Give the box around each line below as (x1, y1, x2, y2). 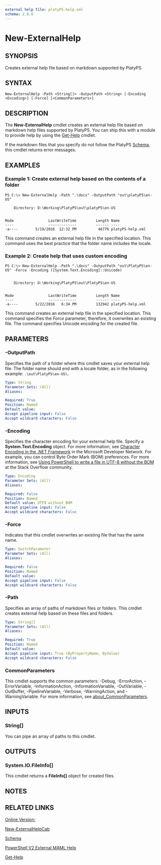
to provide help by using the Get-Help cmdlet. (5, 132, 96, 138)
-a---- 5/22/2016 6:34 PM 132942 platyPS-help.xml (5, 302, 146, 307)
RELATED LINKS (5, 804, 54, 812)
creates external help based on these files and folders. (5, 610, 114, 616)
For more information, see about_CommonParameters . (40, 693, 148, 699)
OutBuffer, (5, 688, 26, 694)
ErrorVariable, (5, 683, 33, 689)
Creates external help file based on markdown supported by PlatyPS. (5, 65, 143, 70)
